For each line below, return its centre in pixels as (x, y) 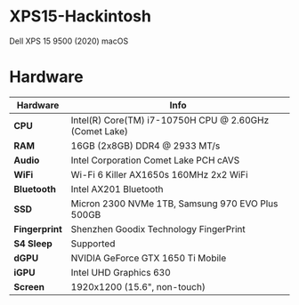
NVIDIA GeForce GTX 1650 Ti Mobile (149, 258)
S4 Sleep (33, 244)
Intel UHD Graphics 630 (121, 272)
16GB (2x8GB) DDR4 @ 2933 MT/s (145, 146)
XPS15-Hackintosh (80, 16)
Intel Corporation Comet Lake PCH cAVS (155, 160)
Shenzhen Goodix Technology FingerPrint (158, 229)
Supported (93, 244)
